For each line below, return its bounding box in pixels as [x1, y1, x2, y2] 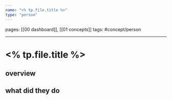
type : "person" [5, 12, 38, 17]
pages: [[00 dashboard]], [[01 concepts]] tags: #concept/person [5, 26, 141, 32]
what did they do [5, 86, 60, 95]
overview [5, 69, 36, 78]
